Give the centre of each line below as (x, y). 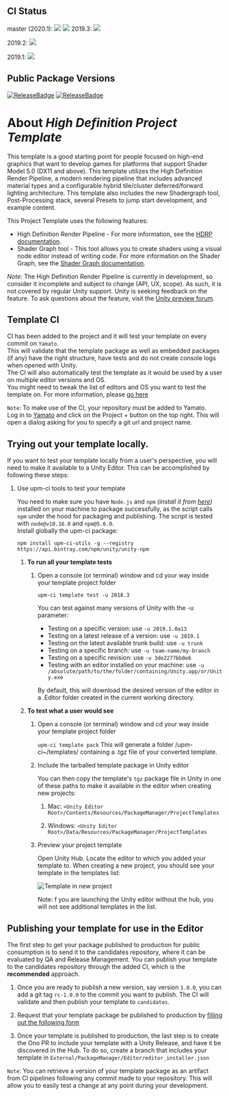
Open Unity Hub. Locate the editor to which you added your (122, 858)
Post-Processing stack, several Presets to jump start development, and (107, 200)
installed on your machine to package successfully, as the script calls (115, 509)
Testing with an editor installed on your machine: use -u (126, 665)
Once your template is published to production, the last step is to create (118, 1036)
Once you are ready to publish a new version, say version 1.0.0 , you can (119, 987)
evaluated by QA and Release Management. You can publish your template (112, 959)
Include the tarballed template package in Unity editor (113, 765)
